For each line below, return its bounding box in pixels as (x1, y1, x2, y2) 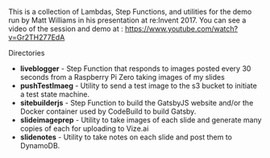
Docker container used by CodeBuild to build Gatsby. (19, 106, 197, 116)
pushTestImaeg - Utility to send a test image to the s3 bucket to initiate (19, 81, 258, 90)
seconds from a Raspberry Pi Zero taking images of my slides (19, 73, 226, 81)
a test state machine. (19, 89, 90, 99)
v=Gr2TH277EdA (8, 32, 65, 42)
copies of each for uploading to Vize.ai (19, 124, 149, 133)
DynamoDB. (19, 141, 60, 150)
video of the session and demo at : (8, 24, 123, 33)
